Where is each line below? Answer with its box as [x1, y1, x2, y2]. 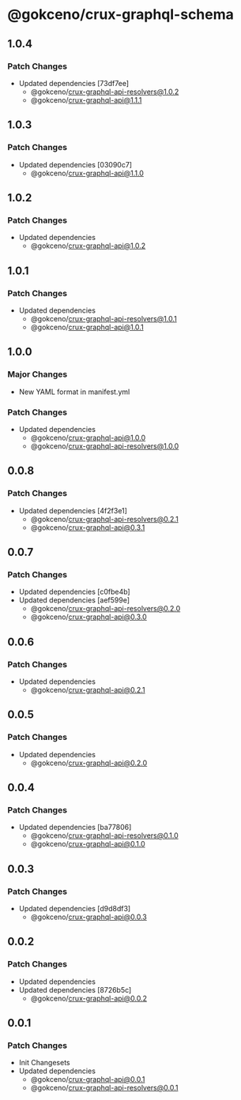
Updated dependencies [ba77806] [18, 823, 132, 832]
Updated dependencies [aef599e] [18, 595, 130, 605]
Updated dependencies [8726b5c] [18, 985, 132, 994]
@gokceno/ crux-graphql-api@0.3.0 [30, 612, 147, 621]
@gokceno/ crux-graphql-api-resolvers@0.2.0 [30, 604, 181, 614]
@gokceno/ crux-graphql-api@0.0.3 [30, 912, 147, 922]
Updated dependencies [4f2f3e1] [18, 505, 128, 515]
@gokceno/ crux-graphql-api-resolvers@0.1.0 [30, 831, 179, 840]
